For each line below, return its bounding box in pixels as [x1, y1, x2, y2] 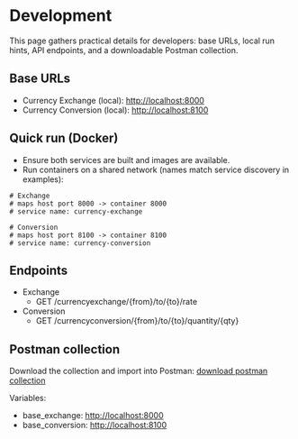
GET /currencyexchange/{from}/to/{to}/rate [35, 297, 198, 307]
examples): [22, 173, 65, 185]
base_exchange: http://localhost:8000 [22, 410, 164, 421]
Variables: [9, 393, 47, 404]
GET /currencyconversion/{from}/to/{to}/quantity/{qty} [35, 316, 239, 326]
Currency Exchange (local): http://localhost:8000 [22, 95, 205, 105]
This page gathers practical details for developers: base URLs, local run [9, 35, 275, 46]
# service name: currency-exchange [9, 206, 143, 216]
